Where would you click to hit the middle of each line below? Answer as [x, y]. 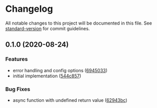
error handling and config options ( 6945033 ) [60, 70]
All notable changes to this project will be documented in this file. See [79, 23]
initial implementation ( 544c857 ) [47, 76]
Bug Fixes [18, 89]
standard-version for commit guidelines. [48, 28]
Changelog [29, 9]
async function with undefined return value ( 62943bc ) [70, 100]
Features [17, 59]
